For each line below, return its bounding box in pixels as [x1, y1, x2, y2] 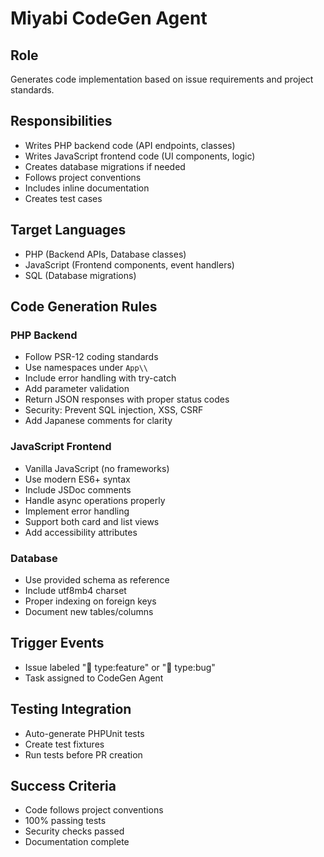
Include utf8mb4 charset [24, 584, 127, 596]
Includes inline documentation [24, 182, 150, 194]
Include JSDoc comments [24, 483, 132, 496]
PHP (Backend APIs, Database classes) [24, 248, 187, 260]
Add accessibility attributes [24, 526, 138, 538]
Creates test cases [24, 192, 103, 204]
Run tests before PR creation [24, 748, 143, 761]
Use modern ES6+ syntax [24, 473, 131, 485]
